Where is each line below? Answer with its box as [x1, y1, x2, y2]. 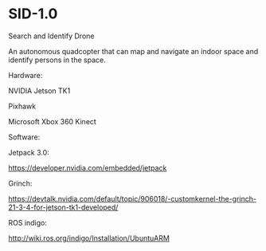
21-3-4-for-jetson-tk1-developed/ [8, 202, 119, 212]
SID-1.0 [8, 5, 58, 23]
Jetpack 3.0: [8, 147, 49, 157]
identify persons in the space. [8, 55, 106, 65]
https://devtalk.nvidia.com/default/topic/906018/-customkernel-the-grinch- [8, 194, 257, 203]
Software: [8, 132, 41, 142]
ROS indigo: [8, 218, 48, 227]
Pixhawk [8, 101, 37, 111]
